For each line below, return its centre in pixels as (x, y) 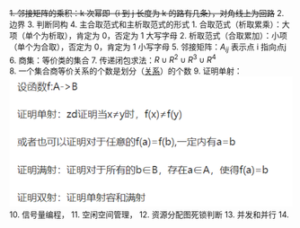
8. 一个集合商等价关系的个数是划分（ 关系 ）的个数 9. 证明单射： (126, 71)
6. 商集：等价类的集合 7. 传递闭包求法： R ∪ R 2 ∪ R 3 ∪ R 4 (113, 59)
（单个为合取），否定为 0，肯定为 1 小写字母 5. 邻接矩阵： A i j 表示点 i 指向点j (148, 48)
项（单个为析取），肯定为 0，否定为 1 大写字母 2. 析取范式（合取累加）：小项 (148, 35)
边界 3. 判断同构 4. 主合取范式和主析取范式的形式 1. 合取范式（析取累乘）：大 (150, 24)
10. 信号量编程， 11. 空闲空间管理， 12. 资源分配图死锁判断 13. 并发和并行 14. (149, 215)
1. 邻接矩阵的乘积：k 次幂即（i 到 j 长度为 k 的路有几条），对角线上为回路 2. (147, 13)
